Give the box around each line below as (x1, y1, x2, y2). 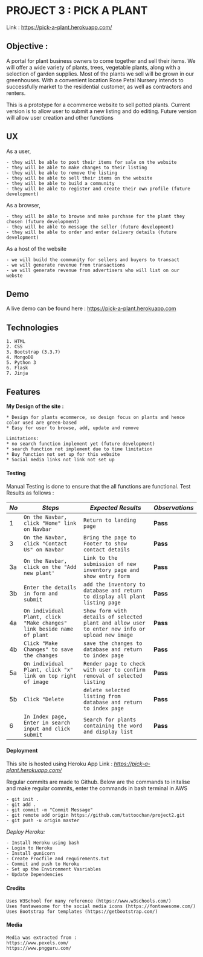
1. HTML (6, 339, 26, 345)
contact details (83, 547, 130, 553)
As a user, (6, 148, 31, 155)
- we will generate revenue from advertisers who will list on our (6, 267, 180, 273)
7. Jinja (6, 370, 28, 377)
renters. (6, 89, 26, 97)
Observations (153, 504, 194, 512)
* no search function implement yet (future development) (6, 441, 155, 447)
